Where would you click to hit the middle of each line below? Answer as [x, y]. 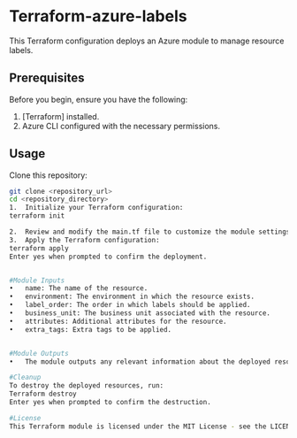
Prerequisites [47, 78]
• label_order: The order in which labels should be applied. [130, 305]
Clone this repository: [49, 175]
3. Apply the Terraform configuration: [85, 240]
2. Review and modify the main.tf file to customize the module [132, 232]
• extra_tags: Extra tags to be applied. [91, 329]
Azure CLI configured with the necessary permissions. [121, 126]
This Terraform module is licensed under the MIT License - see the [138, 426]
